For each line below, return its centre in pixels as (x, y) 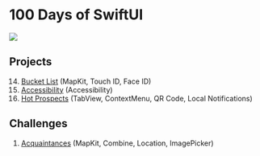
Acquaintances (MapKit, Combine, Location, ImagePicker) (117, 143)
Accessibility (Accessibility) (67, 89)
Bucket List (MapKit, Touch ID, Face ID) (86, 81)
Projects (31, 62)
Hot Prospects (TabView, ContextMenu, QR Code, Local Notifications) (136, 98)
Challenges (38, 123)
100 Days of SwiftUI (76, 15)
